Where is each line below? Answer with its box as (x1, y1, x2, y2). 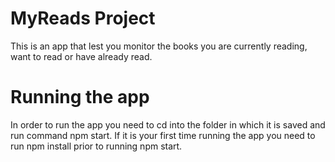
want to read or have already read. (10, 50, 153, 62)
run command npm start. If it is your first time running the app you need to (10, 129, 316, 141)
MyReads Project (10, 7, 156, 30)
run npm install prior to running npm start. (10, 140, 183, 152)
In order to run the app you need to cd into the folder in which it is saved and (10, 118, 326, 131)
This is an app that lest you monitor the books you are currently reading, (10, 40, 308, 52)
